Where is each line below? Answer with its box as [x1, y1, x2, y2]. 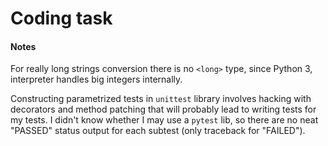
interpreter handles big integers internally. [10, 73, 183, 86]
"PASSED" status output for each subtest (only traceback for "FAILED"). [10, 125, 306, 137]
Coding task [10, 7, 113, 30]
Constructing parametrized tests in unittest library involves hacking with [10, 93, 312, 105]
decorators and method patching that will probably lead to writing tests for [10, 103, 317, 116]
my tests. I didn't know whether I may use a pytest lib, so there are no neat [10, 114, 319, 126]
